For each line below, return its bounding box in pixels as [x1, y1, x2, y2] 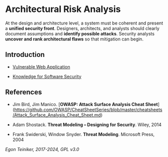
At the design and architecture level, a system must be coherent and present [5, 20, 163, 26]
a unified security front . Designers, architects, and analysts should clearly [5, 25, 159, 31]
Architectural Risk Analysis [5, 3, 121, 15]
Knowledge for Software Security [12, 73, 82, 79]
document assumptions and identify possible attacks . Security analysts [5, 30, 154, 36]
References [5, 88, 42, 96]
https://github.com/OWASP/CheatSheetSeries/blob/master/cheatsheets [14, 106, 162, 112]
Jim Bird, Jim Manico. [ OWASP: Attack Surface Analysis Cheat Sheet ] [12, 101, 159, 107]
